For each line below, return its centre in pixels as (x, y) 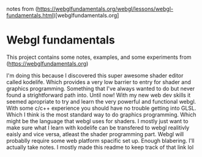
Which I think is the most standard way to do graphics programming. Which (102, 114)
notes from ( (22, 9)
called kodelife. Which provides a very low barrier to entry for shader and (99, 82)
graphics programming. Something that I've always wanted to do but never (100, 88)
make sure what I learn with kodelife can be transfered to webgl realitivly (98, 128)
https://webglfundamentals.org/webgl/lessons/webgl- (105, 9)
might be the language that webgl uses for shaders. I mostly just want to (97, 121)
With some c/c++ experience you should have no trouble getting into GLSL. (102, 108)
